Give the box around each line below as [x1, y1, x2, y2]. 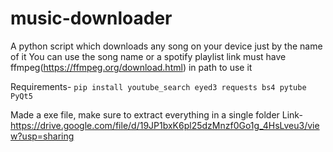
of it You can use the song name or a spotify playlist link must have [10, 50, 287, 62]
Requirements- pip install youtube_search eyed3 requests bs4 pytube [10, 80, 307, 92]
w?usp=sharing [10, 130, 75, 142]
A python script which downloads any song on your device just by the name [10, 40, 323, 52]
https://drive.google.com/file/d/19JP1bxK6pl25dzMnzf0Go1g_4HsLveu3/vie [10, 119, 320, 131]
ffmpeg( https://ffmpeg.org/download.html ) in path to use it [10, 61, 253, 73]
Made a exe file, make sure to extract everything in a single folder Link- [10, 108, 303, 121]
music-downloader [10, 7, 173, 30]
